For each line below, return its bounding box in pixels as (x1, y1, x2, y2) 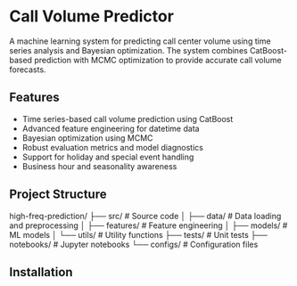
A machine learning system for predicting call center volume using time (9, 36, 271, 46)
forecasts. (9, 64, 46, 75)
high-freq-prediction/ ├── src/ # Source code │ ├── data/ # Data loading (9, 210, 282, 221)
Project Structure (9, 187, 107, 202)
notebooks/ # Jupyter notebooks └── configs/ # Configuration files (9, 239, 259, 249)
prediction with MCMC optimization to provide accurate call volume (34, 54, 283, 65)
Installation (9, 265, 73, 280)
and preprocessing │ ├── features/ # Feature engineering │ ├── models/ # (9, 220, 288, 231)
